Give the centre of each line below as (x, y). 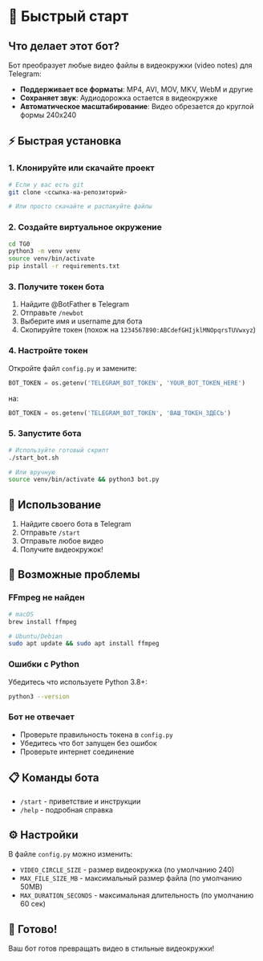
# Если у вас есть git (46, 185)
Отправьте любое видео (62, 541)
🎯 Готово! (33, 929)
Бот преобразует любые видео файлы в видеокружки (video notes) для (130, 65)
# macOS (21, 614)
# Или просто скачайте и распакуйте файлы (80, 207)
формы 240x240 (48, 115)
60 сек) (33, 904)
